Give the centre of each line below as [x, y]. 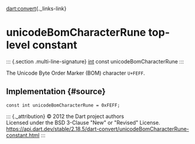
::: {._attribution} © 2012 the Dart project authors [65, 116]
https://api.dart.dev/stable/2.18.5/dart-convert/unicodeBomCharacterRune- [97, 129]
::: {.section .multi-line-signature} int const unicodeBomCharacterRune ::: [95, 61]
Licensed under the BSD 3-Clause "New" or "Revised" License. [83, 122]
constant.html [23, 135]
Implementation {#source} [56, 92]
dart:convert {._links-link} [36, 9]
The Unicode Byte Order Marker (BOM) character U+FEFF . [76, 73]
